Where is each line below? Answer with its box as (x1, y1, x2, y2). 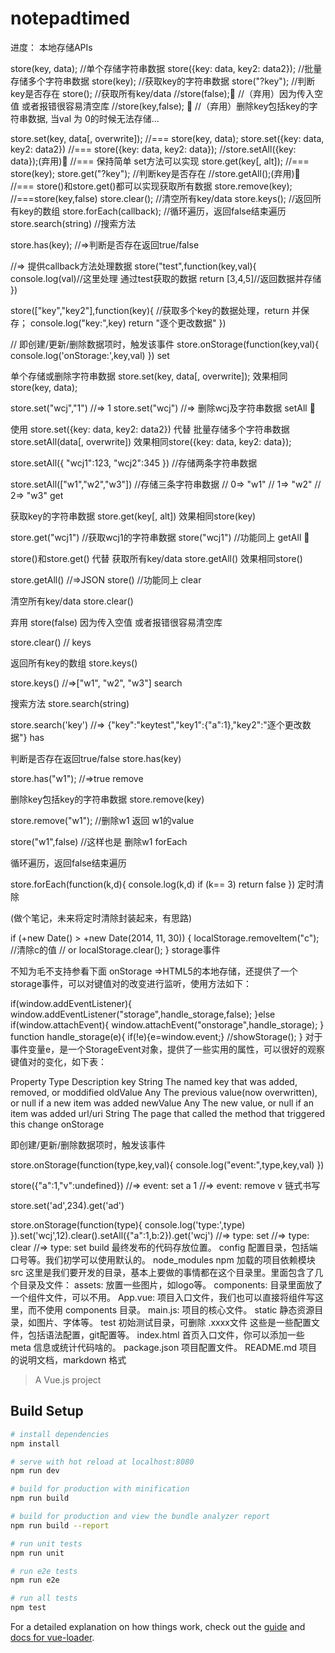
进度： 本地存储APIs (10, 41, 93, 53)
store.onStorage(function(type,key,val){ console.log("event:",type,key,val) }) (10, 1158, 325, 1171)
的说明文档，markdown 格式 (10, 1353, 127, 1366)
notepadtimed (10, 7, 131, 30)
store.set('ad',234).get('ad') (10, 1199, 125, 1211)
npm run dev (10, 1466, 60, 1476)
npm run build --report (10, 1520, 110, 1531)
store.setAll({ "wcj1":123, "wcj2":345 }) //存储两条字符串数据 (10, 457, 258, 469)
